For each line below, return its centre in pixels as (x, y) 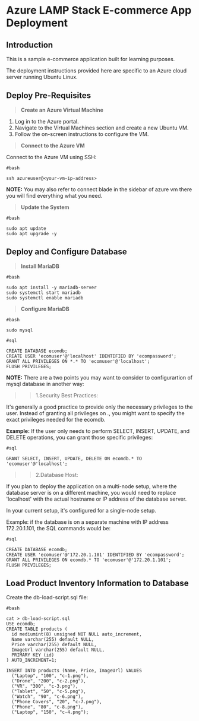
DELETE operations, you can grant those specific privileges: (80, 437)
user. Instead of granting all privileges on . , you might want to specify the (96, 413)
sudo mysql (20, 330)
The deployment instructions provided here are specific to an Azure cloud (97, 71)
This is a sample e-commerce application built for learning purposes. (91, 59)
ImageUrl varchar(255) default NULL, (58, 650)
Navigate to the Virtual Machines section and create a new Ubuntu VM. (102, 128)
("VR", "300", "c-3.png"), (45, 687)
